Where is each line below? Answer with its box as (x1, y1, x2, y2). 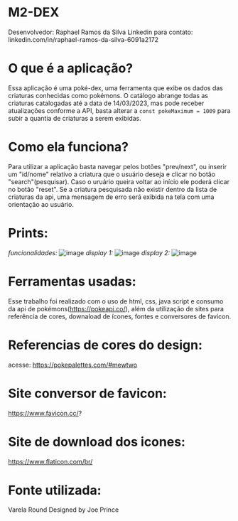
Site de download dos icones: (8, 434, 185, 450)
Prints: (8, 225, 48, 241)
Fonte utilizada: (8, 482, 102, 498)
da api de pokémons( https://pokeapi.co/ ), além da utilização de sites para (8, 304, 225, 313)
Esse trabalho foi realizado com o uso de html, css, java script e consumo (8, 296, 224, 306)
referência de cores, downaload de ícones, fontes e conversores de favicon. (8, 312, 232, 321)
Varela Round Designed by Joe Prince (8, 505, 119, 514)
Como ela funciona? (8, 139, 129, 155)
